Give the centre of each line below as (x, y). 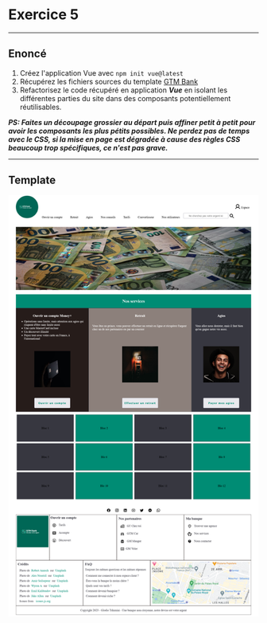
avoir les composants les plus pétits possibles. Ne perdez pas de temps (129, 131)
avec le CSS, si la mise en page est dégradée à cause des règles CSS (124, 139)
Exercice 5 (44, 15)
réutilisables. (41, 107)
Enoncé (27, 54)
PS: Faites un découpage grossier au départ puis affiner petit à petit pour (132, 122)
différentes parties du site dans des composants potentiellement (125, 98)
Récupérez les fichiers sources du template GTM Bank (109, 81)
